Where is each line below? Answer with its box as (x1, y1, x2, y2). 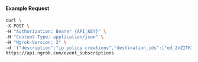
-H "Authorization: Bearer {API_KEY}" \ (5, 28, 107, 35)
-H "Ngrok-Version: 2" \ (5, 39, 67, 45)
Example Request (5, 5, 50, 12)
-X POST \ (5, 23, 30, 29)
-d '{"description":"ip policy (5, 44, 83, 51)
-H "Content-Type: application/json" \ (5, 34, 104, 40)
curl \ (5, 18, 22, 23)
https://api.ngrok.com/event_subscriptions (5, 50, 115, 56)
